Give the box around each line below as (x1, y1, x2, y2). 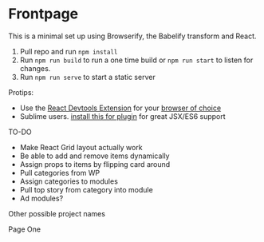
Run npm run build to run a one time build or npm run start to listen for (19, 55, 254, 65)
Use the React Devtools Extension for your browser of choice (19, 103, 222, 113)
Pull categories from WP (19, 168, 100, 177)
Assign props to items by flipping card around (19, 159, 171, 169)
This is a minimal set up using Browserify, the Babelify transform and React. (8, 31, 257, 41)
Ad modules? (19, 193, 64, 203)
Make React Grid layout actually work (19, 142, 143, 152)
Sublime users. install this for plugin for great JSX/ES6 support (19, 111, 226, 121)
